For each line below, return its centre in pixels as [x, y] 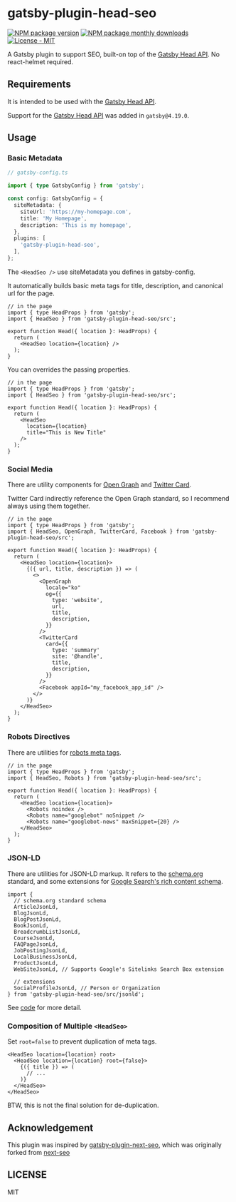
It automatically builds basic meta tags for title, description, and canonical [116, 285]
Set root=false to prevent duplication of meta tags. [82, 1041]
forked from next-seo [39, 1152]
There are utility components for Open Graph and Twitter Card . [100, 485]
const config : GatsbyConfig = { [55, 199]
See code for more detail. [44, 1007]
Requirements [39, 85]
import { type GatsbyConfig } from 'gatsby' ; [76, 186]
